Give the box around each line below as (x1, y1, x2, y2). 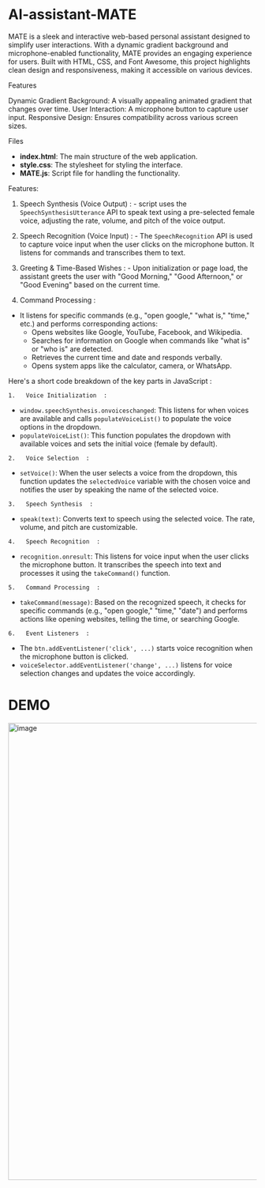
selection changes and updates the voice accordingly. (19, 668, 196, 678)
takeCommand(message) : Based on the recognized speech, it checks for (19, 597, 246, 607)
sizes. (8, 121, 28, 130)
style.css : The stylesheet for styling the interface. (19, 160, 183, 169)
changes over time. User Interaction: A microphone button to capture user (8, 104, 248, 114)
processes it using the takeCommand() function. (19, 568, 171, 577)
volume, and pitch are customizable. (19, 522, 138, 532)
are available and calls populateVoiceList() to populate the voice (19, 413, 232, 423)
